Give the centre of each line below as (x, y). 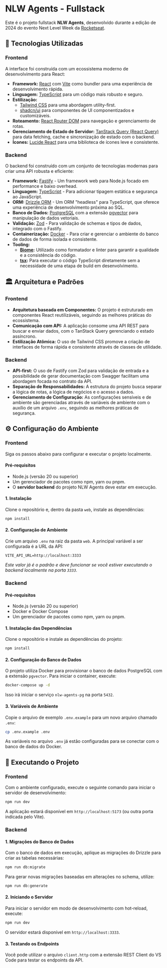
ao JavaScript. (27, 197)
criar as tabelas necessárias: (35, 858)
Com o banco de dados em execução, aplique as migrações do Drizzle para (83, 853)
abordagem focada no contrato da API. (52, 381)
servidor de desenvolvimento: (36, 793)
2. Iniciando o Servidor (29, 897)
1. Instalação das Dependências (39, 628)
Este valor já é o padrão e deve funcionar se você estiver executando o (79, 565)
